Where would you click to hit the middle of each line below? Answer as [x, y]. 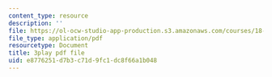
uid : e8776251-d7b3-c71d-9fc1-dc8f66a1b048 [83, 61]
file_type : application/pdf [56, 38]
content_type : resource [49, 16]
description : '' [36, 23]
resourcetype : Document [49, 46]
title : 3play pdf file [47, 53]
